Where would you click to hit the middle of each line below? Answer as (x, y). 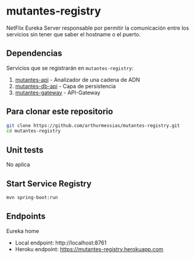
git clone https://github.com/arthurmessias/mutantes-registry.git (93, 125)
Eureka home (23, 231)
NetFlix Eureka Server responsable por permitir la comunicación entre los (98, 28)
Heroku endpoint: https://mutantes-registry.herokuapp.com (89, 249)
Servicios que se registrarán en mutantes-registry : (70, 68)
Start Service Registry (49, 184)
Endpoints (26, 216)
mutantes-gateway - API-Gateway (58, 93)
